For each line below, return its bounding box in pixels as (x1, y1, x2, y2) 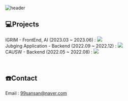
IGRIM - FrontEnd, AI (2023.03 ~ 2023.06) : (5, 37, 96, 43)
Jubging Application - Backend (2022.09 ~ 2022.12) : (5, 43, 117, 49)
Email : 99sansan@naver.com (5, 90, 67, 96)
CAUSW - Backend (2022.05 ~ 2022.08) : (5, 49, 93, 55)
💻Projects (5, 20, 39, 29)
